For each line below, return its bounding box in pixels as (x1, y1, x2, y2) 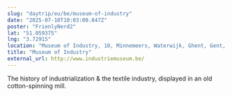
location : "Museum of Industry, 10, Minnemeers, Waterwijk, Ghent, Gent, (7, 42, 226, 49)
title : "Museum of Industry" (7, 49, 92, 56)
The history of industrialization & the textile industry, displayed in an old (7, 74, 212, 82)
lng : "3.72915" (7, 36, 52, 43)
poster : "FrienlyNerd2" (7, 23, 77, 30)
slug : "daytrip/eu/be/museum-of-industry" (7, 10, 132, 17)
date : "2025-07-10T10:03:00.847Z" (7, 17, 108, 24)
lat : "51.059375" (7, 29, 58, 37)
